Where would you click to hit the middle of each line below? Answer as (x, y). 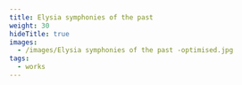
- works (32, 67)
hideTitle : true (39, 34)
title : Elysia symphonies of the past (81, 17)
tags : (19, 58)
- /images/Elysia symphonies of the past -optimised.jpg (125, 50)
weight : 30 (29, 26)
